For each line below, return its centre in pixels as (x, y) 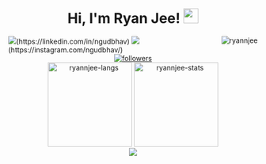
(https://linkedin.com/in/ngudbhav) (73, 41)
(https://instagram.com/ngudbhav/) (66, 50)
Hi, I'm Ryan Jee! (123, 19)
